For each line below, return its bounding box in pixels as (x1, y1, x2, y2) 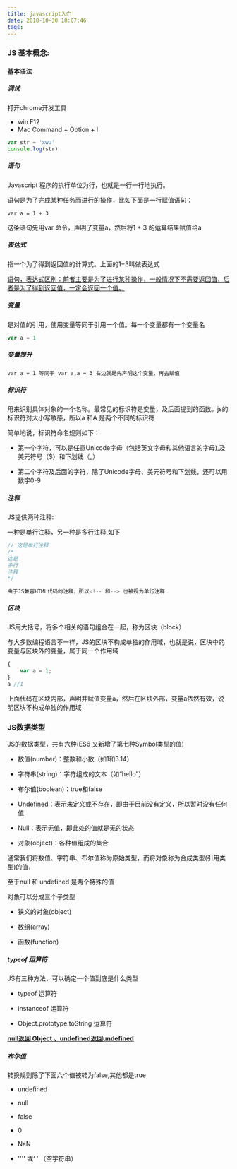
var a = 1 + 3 (7, 210, 49, 217)
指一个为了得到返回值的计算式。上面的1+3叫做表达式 (7, 259, 160, 268)
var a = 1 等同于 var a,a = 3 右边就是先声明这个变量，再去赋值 (7, 370, 180, 377)
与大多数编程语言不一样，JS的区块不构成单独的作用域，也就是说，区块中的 (7, 638, 225, 646)
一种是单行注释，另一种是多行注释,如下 (7, 528, 121, 537)
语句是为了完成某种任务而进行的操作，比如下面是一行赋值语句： (7, 196, 193, 204)
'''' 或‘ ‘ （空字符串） (17, 1154, 78, 1163)
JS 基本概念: (7, 48, 50, 58)
